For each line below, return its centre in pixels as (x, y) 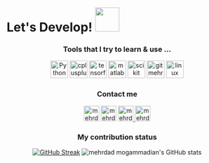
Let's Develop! (49, 27)
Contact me (117, 94)
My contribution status (117, 137)
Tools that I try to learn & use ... (117, 49)
